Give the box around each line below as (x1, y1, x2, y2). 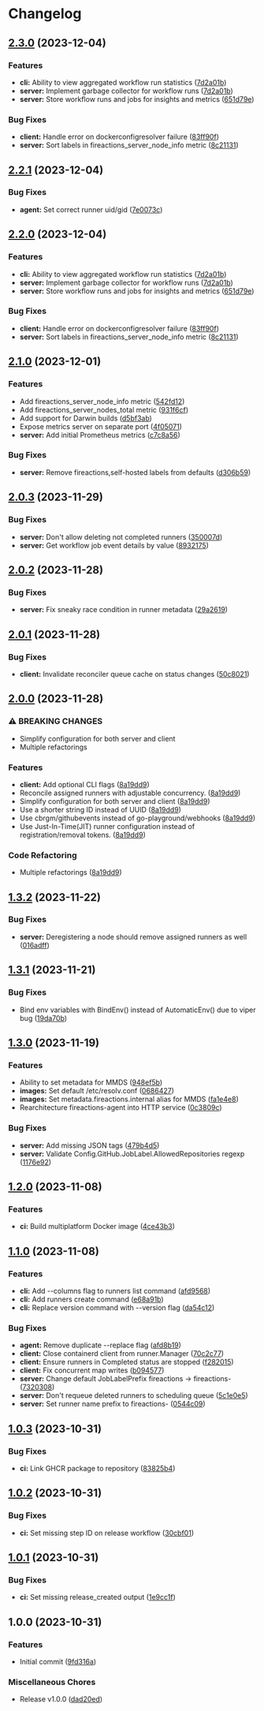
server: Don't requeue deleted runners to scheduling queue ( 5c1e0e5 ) (19, 1391, 248, 1400)
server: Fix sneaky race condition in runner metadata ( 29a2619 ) (19, 605, 229, 615)
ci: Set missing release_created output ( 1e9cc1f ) (19, 1593, 176, 1602)
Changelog (8, 5, 82, 23)
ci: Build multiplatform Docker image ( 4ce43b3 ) (19, 1222, 175, 1231)
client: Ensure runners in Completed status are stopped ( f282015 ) (19, 1358, 234, 1367)
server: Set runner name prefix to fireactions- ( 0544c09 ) (19, 1399, 206, 1409)
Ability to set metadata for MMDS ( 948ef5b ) (19, 1078, 163, 1087)
